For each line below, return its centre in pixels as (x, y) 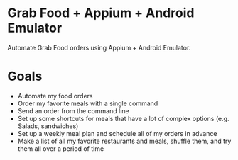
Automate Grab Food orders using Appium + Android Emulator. (99, 47)
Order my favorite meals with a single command (88, 103)
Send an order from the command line (73, 110)
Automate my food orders (55, 96)
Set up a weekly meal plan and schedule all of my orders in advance (118, 133)
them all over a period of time (61, 148)
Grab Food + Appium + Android (101, 13)
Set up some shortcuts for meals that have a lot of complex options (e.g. (123, 118)
